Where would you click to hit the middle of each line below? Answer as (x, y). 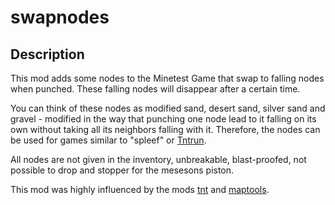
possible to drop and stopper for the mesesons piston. (122, 170)
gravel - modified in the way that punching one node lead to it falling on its (163, 119)
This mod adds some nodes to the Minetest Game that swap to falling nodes (167, 78)
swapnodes (60, 17)
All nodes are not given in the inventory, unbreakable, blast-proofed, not (158, 159)
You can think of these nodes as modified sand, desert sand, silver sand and (168, 108)
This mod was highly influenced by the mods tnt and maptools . (140, 189)
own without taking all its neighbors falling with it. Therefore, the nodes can (165, 129)
